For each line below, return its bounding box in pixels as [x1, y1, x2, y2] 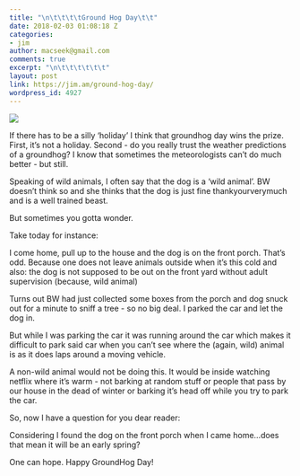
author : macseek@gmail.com [9, 47, 110, 56]
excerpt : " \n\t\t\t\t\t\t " [9, 64, 110, 73]
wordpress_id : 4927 [9, 88, 82, 97]
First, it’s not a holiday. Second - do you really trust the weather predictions [9, 139, 287, 150]
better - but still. [9, 158, 69, 169]
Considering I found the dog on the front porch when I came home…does [9, 429, 279, 440]
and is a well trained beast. [9, 195, 109, 206]
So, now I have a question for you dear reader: [9, 412, 181, 423]
